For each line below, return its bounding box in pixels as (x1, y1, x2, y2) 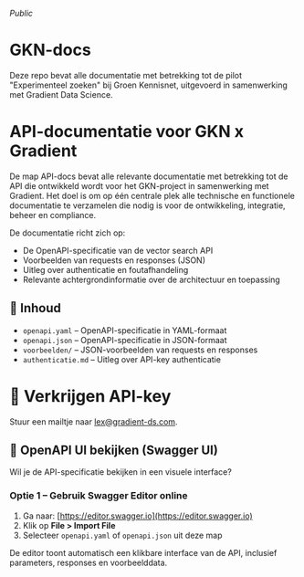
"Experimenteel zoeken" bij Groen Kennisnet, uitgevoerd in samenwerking (9, 79, 288, 90)
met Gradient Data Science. (9, 89, 113, 100)
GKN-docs (9, 40, 91, 60)
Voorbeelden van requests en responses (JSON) (22, 255, 206, 266)
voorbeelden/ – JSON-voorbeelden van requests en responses (22, 344, 258, 355)
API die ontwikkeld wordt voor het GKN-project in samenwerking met (9, 180, 269, 191)
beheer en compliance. (9, 209, 97, 220)
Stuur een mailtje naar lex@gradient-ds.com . (9, 415, 178, 427)
